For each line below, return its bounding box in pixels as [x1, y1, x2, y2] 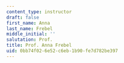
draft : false [6, 14, 40, 20]
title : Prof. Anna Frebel [6, 43, 72, 49]
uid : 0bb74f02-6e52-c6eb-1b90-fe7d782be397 [6, 48, 119, 54]
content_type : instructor [6, 8, 72, 15]
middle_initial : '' [6, 31, 56, 37]
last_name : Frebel [6, 25, 53, 32]
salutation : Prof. [6, 37, 53, 43]
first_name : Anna [6, 20, 50, 26]
